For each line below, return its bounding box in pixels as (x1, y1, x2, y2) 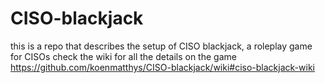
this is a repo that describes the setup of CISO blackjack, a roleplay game (10, 40, 313, 52)
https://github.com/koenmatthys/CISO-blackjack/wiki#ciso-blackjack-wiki (10, 61, 315, 73)
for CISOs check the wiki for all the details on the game (10, 50, 237, 62)
